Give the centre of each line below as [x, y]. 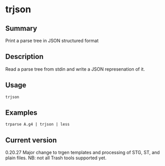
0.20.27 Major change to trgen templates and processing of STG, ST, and [82, 153]
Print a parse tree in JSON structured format [52, 40]
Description [24, 57]
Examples [21, 113]
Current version [31, 140]
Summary [21, 28]
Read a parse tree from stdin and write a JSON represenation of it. [75, 69]
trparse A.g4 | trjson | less [38, 125]
